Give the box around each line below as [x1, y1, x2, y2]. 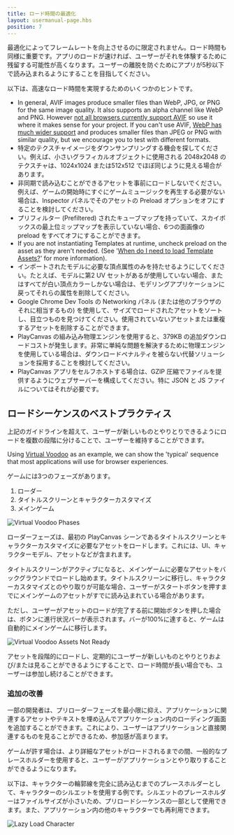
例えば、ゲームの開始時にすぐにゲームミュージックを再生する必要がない [17, 188, 226, 196]
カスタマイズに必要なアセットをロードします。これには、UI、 [37, 542, 214, 550]
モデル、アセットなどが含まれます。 [31, 550, 135, 559]
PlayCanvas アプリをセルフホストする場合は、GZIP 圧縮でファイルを [17, 367, 216, 376]
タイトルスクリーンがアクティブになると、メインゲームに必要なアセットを [7, 565, 220, 574]
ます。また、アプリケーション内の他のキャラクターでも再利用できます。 [7, 806, 214, 814]
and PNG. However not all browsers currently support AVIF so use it [17, 113, 213, 122]
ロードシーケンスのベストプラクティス [7, 407, 173, 419]
